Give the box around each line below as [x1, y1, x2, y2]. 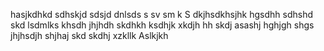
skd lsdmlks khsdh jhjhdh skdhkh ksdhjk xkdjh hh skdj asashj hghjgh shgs [10, 19, 315, 31]
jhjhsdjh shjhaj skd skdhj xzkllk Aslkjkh [10, 30, 169, 41]
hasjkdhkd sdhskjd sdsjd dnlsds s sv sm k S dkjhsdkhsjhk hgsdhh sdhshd [10, 9, 313, 20]
